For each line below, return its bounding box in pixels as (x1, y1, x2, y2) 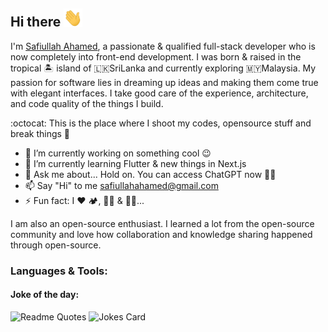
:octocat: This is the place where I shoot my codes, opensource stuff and (10, 117, 312, 129)
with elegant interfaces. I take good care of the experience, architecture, (10, 87, 309, 99)
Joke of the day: (10, 289, 80, 301)
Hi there (10, 14, 62, 31)
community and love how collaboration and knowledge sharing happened (10, 228, 313, 240)
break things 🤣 (10, 127, 71, 139)
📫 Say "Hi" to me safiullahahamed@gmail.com (24, 179, 219, 191)
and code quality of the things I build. (10, 97, 164, 109)
